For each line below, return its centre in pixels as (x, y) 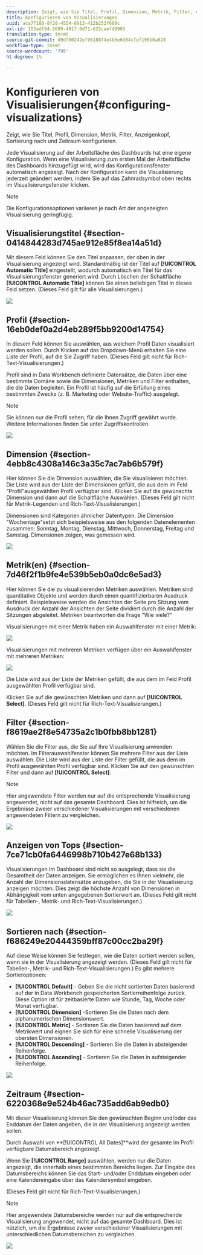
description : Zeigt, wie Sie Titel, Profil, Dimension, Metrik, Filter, (100, 12)
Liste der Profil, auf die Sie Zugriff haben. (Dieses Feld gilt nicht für (89, 356)
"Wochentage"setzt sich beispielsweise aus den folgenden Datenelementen (101, 522)
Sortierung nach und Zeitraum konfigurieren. (62, 141)
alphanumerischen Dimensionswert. (60, 1019)
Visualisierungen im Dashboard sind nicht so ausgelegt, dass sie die (91, 869)
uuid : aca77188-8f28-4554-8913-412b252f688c (63, 23)
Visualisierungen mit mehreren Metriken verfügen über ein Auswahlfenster (99, 650)
